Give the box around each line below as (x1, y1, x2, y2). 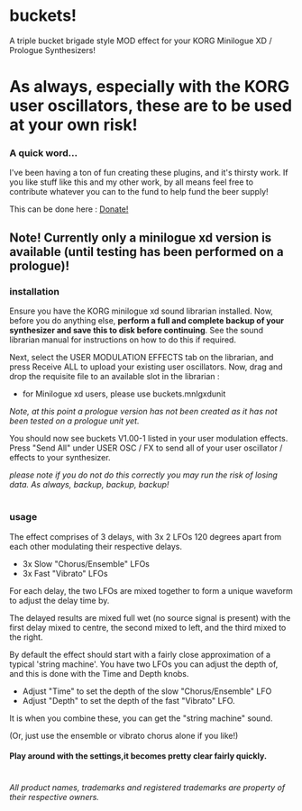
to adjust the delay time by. (9, 595, 110, 606)
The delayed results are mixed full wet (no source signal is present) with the (9, 612, 291, 623)
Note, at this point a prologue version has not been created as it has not (9, 406, 278, 417)
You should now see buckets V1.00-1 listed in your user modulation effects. (9, 433, 288, 444)
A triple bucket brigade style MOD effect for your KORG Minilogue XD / (9, 35, 272, 46)
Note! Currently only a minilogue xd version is (9, 230, 272, 245)
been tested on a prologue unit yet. (9, 415, 140, 426)
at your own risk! (9, 114, 138, 135)
